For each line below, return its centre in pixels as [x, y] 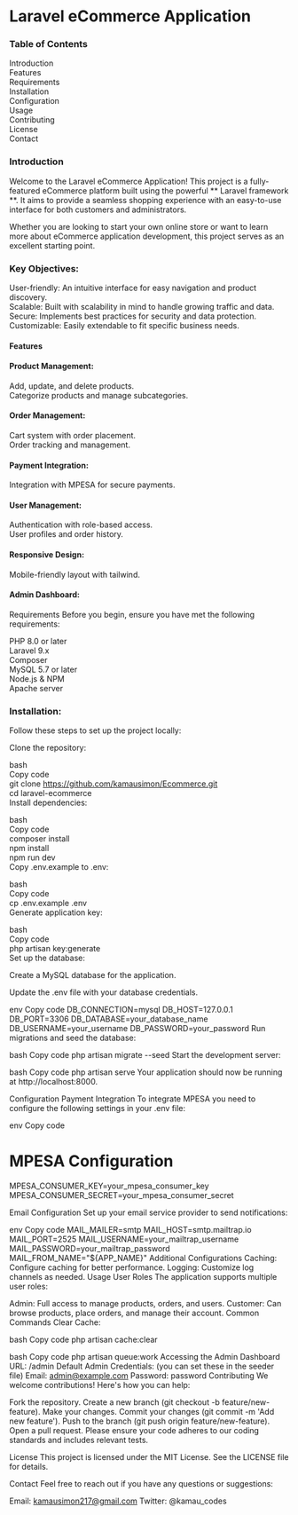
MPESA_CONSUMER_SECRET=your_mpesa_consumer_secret [122, 1195]
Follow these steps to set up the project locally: [95, 730]
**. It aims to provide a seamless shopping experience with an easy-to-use [145, 200]
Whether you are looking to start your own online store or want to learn [139, 226]
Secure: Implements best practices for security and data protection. [133, 316]
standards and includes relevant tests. [79, 1440]
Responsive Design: [47, 555]
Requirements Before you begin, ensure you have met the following [132, 614]
